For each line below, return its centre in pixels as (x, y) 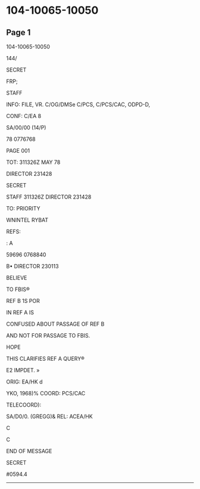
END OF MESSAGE (29, 451)
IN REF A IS (20, 312)
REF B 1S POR (23, 301)
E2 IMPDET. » (23, 370)
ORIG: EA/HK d (24, 382)
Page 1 (18, 33)
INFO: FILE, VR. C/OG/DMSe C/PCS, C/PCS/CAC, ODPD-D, (78, 104)
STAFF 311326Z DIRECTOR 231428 (49, 197)
